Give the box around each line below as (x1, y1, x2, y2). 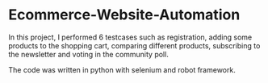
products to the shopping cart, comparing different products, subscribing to (8, 40, 261, 50)
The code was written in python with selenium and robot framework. (8, 64, 236, 74)
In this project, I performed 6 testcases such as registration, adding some (8, 32, 253, 42)
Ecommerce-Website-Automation (8, 6, 241, 24)
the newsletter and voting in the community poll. (8, 49, 170, 59)
